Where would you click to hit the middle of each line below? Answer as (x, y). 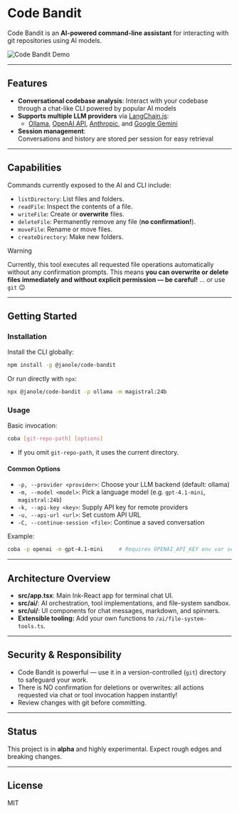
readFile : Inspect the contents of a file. (75, 206)
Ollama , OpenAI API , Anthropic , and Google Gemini (103, 123)
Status (22, 732)
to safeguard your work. (53, 680)
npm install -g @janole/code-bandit (62, 365)
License (25, 786)
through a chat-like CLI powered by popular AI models (97, 108)
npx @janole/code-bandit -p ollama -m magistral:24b (87, 392)
